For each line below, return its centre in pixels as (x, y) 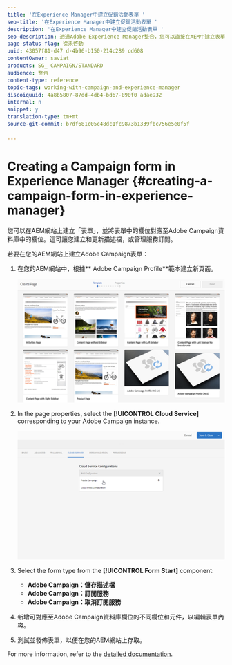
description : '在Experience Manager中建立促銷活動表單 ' (86, 29)
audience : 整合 (28, 73)
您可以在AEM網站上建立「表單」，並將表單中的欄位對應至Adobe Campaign (113, 230)
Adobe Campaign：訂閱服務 (68, 594)
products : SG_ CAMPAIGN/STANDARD (55, 66)
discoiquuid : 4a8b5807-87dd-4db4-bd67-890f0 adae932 (85, 95)
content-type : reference (43, 80)
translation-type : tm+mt (43, 117)
